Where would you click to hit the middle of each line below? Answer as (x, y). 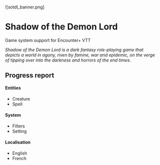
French (19, 158)
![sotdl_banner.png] (25, 7)
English (20, 153)
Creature (21, 99)
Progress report (30, 75)
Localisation (18, 142)
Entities (13, 88)
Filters (19, 126)
